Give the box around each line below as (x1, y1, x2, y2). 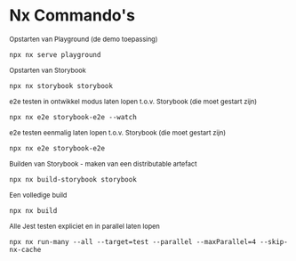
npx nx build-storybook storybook (9, 175, 138, 184)
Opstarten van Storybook (9, 66, 86, 75)
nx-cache (9, 245, 42, 254)
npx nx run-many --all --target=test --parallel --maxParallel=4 (9, 237, 256, 246)
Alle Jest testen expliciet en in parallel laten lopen (9, 222, 160, 231)
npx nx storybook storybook (9, 81, 114, 90)
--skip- (260, 237, 289, 246)
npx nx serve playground (9, 50, 101, 59)
